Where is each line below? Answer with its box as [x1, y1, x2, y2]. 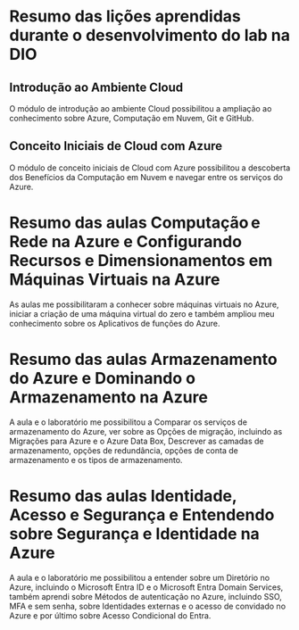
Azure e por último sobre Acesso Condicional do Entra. [9, 609, 212, 621]
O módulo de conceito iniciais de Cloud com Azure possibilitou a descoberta [9, 162, 291, 173]
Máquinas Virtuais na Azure [9, 269, 220, 289]
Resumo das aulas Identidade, [9, 485, 237, 506]
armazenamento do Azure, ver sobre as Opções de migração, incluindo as [9, 426, 283, 436]
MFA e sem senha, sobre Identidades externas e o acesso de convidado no [9, 601, 287, 611]
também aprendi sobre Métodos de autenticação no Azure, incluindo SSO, [9, 591, 283, 601]
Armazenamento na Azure [9, 386, 208, 407]
